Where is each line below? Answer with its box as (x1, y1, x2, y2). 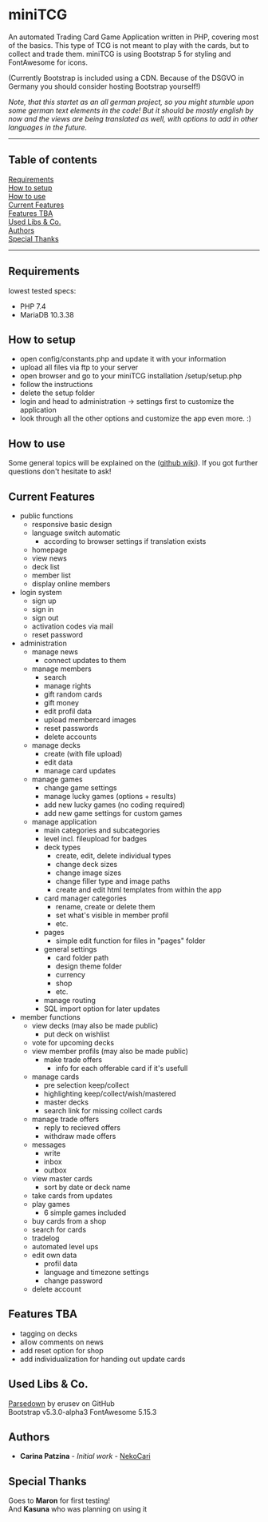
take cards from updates (31, 1191, 113, 1200)
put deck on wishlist (43, 1029, 110, 1039)
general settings (43, 945, 97, 953)
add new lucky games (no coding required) (43, 800, 186, 809)
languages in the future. (8, 122, 88, 132)
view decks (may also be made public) (31, 1021, 159, 1030)
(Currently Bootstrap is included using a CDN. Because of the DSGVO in (8, 73, 245, 82)
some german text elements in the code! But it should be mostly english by (8, 106, 254, 115)
